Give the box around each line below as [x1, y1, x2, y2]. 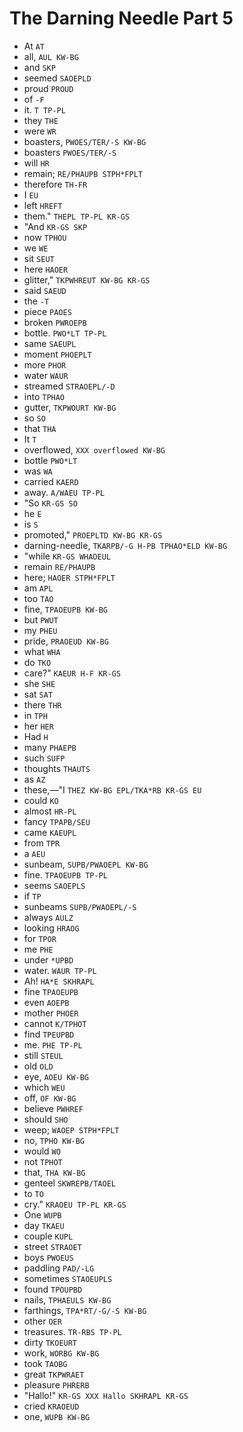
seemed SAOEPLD [23, 72, 92, 84]
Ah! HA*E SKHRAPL [23, 975, 95, 987]
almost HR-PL [23, 805, 77, 817]
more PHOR [23, 358, 67, 371]
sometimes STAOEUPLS [23, 1272, 113, 1284]
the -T [23, 295, 50, 307]
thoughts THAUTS [23, 762, 91, 774]
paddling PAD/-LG [23, 1262, 95, 1274]
